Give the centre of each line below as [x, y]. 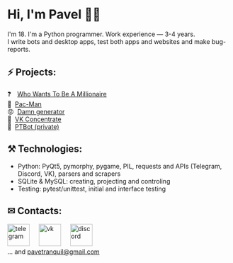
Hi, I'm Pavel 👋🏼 [54, 15]
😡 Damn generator [36, 111]
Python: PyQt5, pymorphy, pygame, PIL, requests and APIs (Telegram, [120, 166]
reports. [19, 49]
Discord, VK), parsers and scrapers [69, 174]
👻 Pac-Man [25, 104]
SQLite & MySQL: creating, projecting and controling [94, 181]
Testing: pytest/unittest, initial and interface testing [92, 189]
